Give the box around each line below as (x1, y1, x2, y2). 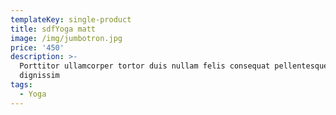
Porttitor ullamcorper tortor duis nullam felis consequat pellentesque (19, 61, 329, 71)
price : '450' (10, 42, 65, 53)
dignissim (19, 71, 60, 81)
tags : (10, 80, 33, 90)
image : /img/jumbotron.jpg (10, 33, 123, 43)
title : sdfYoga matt (10, 24, 97, 34)
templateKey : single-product (10, 14, 132, 25)
